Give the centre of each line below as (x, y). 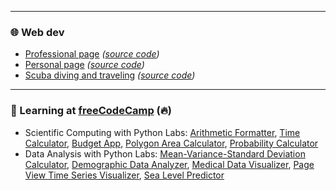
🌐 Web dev (37, 32)
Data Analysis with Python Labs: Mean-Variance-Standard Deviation (165, 153)
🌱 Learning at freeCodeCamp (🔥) (91, 111)
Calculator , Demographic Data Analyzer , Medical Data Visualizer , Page (169, 164)
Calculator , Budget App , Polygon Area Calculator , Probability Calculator (171, 143)
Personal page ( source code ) (84, 65)
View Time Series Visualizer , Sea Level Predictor (124, 175)
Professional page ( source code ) (92, 54)
